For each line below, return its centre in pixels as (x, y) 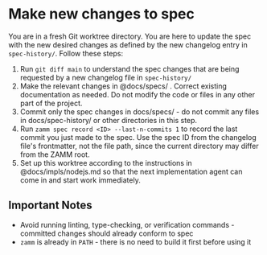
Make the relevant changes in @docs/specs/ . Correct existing (123, 86)
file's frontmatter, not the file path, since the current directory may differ (139, 146)
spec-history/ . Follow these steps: (66, 53)
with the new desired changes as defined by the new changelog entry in (128, 44)
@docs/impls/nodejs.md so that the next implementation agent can (131, 171)
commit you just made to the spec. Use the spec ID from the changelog (138, 137)
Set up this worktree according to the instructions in (106, 162)
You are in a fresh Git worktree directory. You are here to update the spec (130, 36)
